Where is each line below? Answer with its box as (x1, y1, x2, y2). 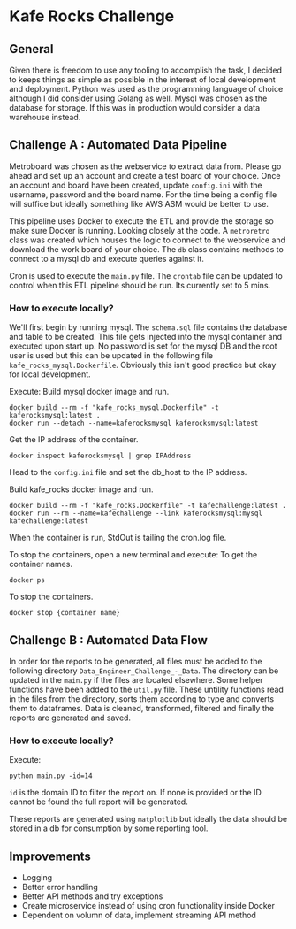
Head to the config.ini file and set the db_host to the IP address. (9, 467, 247, 478)
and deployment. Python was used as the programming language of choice (9, 84, 284, 94)
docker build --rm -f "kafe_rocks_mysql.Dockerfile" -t (9, 403, 219, 412)
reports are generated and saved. (9, 712, 131, 723)
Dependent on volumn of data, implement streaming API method (21, 910, 256, 921)
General (9, 42, 55, 57)
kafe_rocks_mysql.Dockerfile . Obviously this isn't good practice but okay (9, 360, 277, 371)
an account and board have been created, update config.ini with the (9, 180, 262, 190)
